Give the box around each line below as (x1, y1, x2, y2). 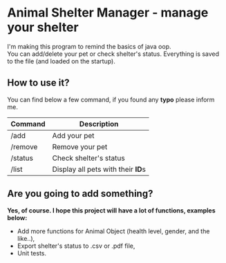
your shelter (7, 19, 79, 35)
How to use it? (7, 77, 70, 89)
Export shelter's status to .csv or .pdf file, (17, 242, 135, 250)
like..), (17, 234, 35, 242)
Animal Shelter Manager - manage (7, 5, 209, 21)
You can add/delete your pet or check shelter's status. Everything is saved (7, 50, 220, 58)
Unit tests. (17, 249, 47, 257)
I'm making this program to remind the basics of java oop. (7, 42, 171, 50)
